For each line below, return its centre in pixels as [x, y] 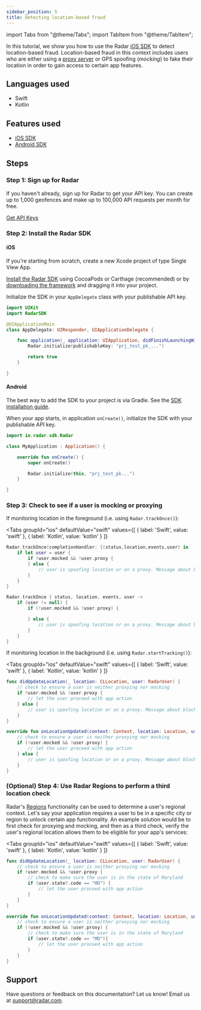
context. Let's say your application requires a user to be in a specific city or [99, 813]
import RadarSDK [26, 313]
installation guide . [28, 407]
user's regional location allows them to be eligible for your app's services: [97, 832]
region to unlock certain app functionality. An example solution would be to [99, 819]
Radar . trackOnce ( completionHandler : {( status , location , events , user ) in [97, 547]
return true [43, 357]
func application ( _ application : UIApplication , [79, 340]
